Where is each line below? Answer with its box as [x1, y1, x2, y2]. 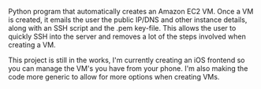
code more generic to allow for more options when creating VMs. [8, 72, 220, 81]
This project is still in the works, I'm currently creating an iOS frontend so [8, 55, 245, 65]
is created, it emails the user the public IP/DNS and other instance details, [8, 15, 248, 24]
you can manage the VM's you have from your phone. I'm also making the [8, 64, 248, 73]
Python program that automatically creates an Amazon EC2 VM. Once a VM [8, 7, 254, 16]
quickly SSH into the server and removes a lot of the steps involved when [8, 32, 247, 41]
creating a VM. [8, 40, 57, 50]
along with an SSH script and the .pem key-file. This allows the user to [8, 24, 237, 32]
